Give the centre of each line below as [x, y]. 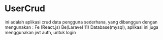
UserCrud [25, 9]
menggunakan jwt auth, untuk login [40, 32]
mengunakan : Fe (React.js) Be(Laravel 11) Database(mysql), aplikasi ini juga [81, 27]
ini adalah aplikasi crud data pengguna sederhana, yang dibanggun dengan [81, 22]
